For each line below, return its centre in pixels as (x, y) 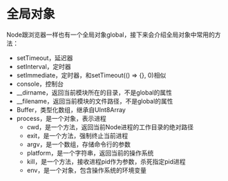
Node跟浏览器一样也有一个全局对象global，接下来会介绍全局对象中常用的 (111, 35)
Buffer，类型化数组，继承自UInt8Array (71, 109)
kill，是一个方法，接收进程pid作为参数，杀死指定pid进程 (106, 161)
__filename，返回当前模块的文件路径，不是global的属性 (95, 101)
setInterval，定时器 (44, 66)
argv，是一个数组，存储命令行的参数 (78, 144)
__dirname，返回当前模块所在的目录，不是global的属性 (94, 92)
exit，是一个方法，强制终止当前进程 (77, 135)
